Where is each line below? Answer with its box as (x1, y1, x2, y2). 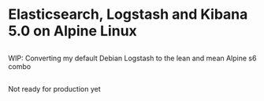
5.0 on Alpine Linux (8, 22, 138, 40)
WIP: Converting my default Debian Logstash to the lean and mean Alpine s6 (8, 53, 257, 63)
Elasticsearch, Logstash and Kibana (8, 5, 248, 23)
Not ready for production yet (8, 84, 101, 93)
